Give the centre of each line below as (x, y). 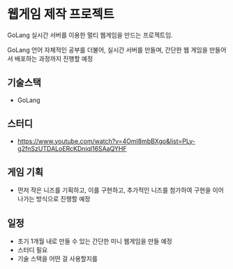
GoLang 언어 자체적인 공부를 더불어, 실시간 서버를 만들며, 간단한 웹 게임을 (107, 50)
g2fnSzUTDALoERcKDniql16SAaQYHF (72, 148)
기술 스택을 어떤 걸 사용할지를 (57, 259)
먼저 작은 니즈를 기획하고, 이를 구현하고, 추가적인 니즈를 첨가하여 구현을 (114, 190)
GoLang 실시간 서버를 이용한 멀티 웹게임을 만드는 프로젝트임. (90, 35)
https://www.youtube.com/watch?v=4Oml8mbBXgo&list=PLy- (106, 141)
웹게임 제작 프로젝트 (61, 14)
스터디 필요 (32, 250)
